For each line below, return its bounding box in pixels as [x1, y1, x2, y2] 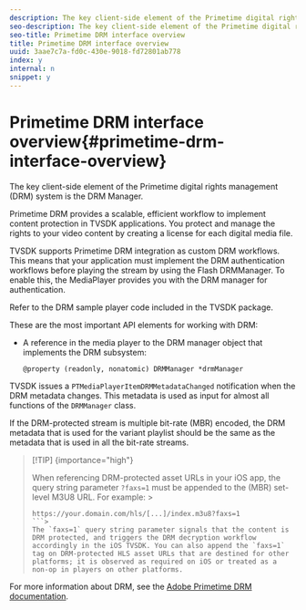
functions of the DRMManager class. [9, 399, 137, 410]
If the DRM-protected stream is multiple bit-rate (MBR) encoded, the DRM [9, 417, 286, 429]
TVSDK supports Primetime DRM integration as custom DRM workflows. [9, 245, 280, 256]
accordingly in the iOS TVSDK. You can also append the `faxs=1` [31, 541, 285, 550]
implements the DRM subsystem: [22, 346, 148, 357]
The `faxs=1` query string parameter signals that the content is [31, 525, 290, 534]
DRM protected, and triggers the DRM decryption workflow [31, 532, 257, 543]
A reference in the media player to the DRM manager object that [22, 336, 263, 347]
